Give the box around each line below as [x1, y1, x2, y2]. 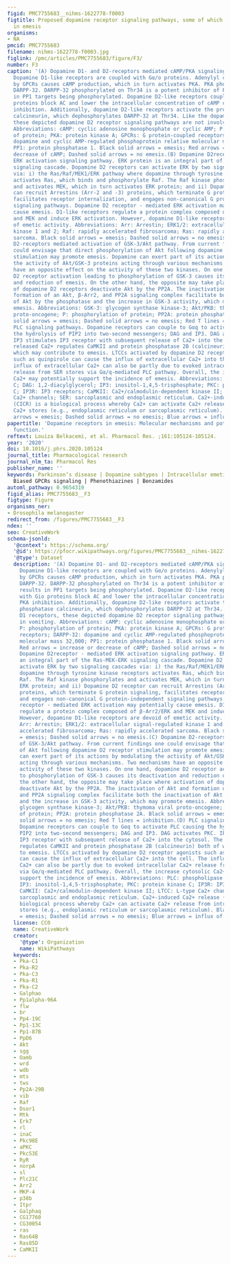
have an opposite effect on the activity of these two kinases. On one [13, 266, 223, 273]
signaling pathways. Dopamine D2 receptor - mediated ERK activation [13, 203, 217, 209]
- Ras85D [13, 1239, 38, 1247]
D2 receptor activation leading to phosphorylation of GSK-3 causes [13, 273, 214, 280]
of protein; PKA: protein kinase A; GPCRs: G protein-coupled [13, 132, 195, 138]
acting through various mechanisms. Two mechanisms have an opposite [19, 759, 223, 767]
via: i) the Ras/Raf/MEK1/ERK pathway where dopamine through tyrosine [13, 170, 223, 177]
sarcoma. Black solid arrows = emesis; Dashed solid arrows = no [13, 234, 205, 241]
